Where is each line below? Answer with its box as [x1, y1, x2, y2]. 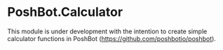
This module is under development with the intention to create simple [7, 27, 208, 35]
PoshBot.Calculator [7, 4, 123, 20]
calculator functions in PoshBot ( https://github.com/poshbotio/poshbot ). [7, 34, 216, 42]
